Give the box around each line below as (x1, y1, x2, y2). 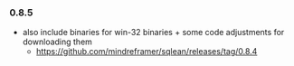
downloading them (22, 36, 93, 47)
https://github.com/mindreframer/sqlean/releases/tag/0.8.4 (35, 46, 258, 57)
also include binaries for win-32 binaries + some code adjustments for (22, 27, 285, 38)
